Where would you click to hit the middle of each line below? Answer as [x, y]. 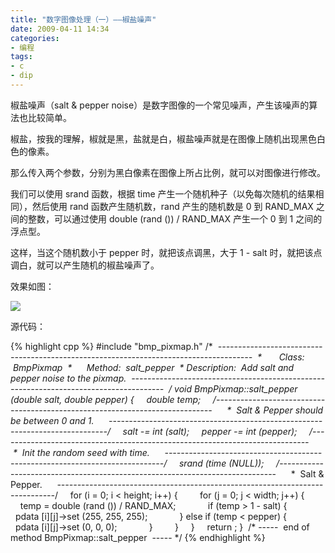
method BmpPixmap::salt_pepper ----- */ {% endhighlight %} [138, 537]
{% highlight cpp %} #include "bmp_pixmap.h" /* [111, 346]
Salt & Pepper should [280, 410]
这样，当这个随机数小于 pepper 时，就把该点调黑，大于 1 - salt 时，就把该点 [166, 252]
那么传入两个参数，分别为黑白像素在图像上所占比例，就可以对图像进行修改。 [168, 172]
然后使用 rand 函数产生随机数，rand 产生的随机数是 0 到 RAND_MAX [172, 206]
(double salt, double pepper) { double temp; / [113, 399]
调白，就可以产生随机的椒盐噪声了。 [85, 265]
